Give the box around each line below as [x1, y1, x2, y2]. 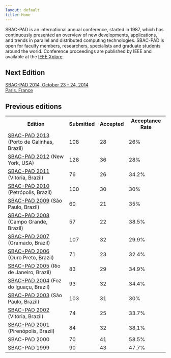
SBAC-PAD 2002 [8, 306, 50, 314]
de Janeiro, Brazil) [8, 269, 52, 276]
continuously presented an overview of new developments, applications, [5, 32, 158, 38]
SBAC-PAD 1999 [8, 344, 50, 351]
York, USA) [8, 160, 35, 167]
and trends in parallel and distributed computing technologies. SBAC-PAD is [5, 37, 164, 43]
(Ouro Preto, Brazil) [8, 254, 54, 261]
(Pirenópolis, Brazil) [8, 328, 55, 335]
